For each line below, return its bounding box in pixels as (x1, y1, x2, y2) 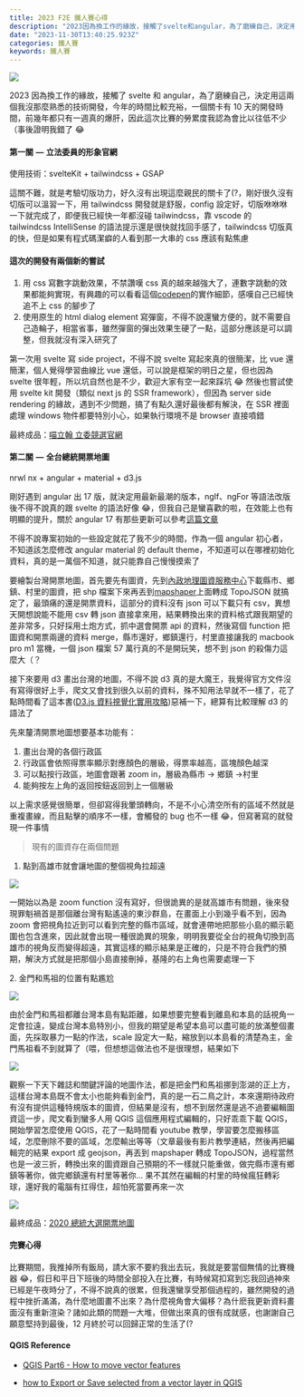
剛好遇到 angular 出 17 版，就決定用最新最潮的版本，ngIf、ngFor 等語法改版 (9, 490, 291, 501)
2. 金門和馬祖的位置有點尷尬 (9, 972, 115, 984)
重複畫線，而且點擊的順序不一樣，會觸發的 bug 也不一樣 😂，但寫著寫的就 (9, 810, 286, 821)
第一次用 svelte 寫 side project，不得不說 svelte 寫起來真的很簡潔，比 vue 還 (9, 353, 294, 364)
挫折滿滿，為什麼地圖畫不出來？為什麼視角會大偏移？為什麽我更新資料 (24, 1295, 287, 1306)
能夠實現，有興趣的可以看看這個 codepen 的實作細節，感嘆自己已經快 (38, 288, 294, 299)
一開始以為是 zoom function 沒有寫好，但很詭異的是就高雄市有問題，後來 (9, 897, 282, 907)
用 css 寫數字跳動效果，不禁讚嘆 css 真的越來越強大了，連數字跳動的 (22, 277, 280, 288)
